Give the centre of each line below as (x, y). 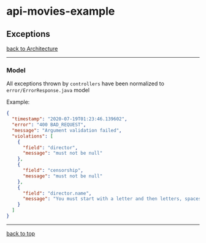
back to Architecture (32, 48)
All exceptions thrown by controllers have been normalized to (85, 83)
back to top (21, 233)
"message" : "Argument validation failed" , (67, 130)
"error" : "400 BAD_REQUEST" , (49, 125)
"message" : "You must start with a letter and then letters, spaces (112, 199)
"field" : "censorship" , (53, 171)
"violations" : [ (32, 136)
